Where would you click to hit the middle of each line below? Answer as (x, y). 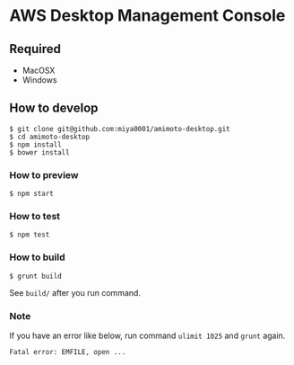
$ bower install (39, 152)
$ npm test (30, 235)
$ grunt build (36, 276)
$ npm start (31, 194)
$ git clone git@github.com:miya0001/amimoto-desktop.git (120, 129)
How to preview (44, 174)
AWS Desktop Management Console (147, 16)
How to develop (54, 108)
